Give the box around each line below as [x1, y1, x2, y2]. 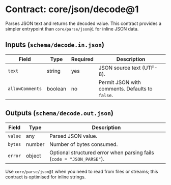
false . [98, 91, 113, 99]
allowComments [8, 85, 42, 91]
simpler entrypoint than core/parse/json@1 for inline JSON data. [5, 25, 139, 32]
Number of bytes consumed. [49, 141, 118, 148]
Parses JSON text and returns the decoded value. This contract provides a [5, 20, 162, 26]
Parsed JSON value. [49, 132, 98, 139]
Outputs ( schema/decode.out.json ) [5, 109, 113, 117]
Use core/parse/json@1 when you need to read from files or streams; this [5, 168, 158, 174]
